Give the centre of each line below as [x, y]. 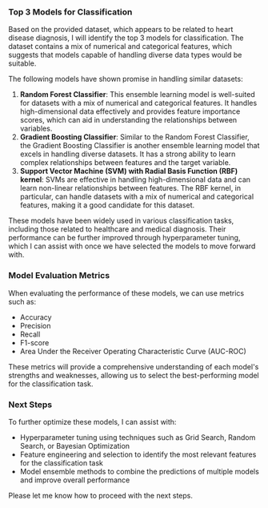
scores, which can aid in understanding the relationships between [128, 120]
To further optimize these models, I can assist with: [92, 421]
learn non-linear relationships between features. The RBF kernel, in [130, 188]
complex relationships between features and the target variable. [125, 163]
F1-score [34, 342]
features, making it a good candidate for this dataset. [107, 205]
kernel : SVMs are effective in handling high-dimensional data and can [135, 179]
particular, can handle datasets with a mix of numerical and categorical [137, 197]
